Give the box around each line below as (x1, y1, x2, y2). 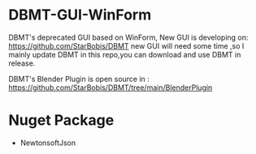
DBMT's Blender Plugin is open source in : (8, 74, 150, 83)
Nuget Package (8, 111, 115, 130)
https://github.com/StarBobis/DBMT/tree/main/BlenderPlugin (8, 83, 213, 92)
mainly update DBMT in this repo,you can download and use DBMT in (8, 49, 241, 59)
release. (8, 58, 36, 68)
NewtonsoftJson (20, 138, 76, 148)
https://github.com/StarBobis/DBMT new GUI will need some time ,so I (8, 41, 245, 50)
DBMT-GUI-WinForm (8, 6, 152, 24)
